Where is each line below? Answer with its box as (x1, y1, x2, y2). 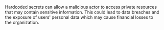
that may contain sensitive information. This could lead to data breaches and (5, 9, 160, 15)
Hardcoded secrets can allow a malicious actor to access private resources (5, 4, 157, 10)
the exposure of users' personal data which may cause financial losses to (5, 15, 153, 20)
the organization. (5, 19, 39, 25)
